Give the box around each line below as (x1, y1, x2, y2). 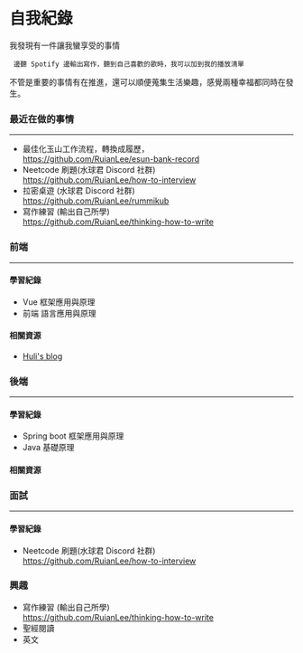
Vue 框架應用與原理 (22, 296, 96, 308)
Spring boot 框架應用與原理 (22, 431, 124, 441)
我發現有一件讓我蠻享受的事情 (9, 40, 120, 51)
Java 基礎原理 (22, 442, 75, 453)
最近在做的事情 (9, 112, 75, 125)
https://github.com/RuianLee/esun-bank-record (22, 154, 200, 165)
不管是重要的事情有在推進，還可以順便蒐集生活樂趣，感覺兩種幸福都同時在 (9, 76, 286, 87)
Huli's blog (22, 350, 63, 362)
